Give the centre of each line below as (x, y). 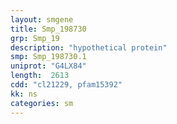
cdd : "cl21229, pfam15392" (66, 85)
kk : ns (24, 94)
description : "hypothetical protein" (89, 47)
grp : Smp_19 (35, 38)
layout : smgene (42, 19)
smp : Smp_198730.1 (48, 57)
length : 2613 (40, 76)
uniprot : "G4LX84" (48, 66)
